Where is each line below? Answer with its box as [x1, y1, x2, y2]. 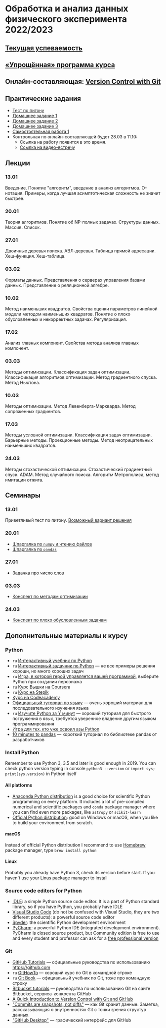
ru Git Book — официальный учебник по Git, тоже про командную [12, 975, 151, 981]
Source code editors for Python [5, 887, 82, 894]
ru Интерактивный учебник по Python [12, 658, 92, 664]
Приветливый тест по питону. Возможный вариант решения [5, 517, 132, 523]
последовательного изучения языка [12, 705, 89, 711]
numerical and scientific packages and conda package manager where [12, 804, 156, 810]
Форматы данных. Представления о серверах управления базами [5, 277, 146, 283]
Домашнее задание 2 [12, 118, 58, 124]
